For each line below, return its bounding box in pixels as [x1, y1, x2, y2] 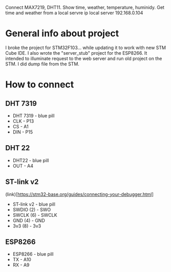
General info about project [5, 28, 119, 39]
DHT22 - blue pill [12, 157, 49, 163]
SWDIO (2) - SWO [12, 207, 51, 213]
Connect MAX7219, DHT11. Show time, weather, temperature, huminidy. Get [5, 5, 165, 10]
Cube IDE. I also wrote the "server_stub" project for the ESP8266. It [5, 50, 147, 56]
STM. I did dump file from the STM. [5, 61, 79, 67]
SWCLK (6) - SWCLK [12, 212, 57, 218]
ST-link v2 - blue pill [12, 201, 55, 207]
